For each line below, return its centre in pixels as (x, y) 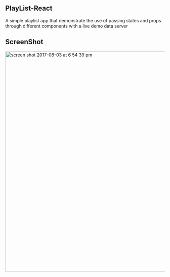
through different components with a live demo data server (67, 26)
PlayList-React (29, 8)
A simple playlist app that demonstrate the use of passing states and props (83, 20)
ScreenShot (24, 42)
